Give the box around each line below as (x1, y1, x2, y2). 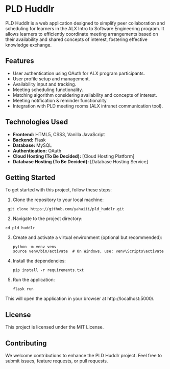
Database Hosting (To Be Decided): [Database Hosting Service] (12, 158, 149, 164)
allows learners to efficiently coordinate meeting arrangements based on (5, 31, 158, 37)
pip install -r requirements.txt (12, 268, 84, 273)
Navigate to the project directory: (12, 215, 83, 222)
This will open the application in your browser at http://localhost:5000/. (5, 295, 155, 302)
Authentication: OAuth (12, 147, 62, 154)
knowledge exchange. (5, 41, 52, 48)
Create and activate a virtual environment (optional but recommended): (12, 234, 162, 241)
